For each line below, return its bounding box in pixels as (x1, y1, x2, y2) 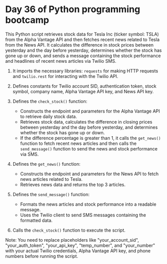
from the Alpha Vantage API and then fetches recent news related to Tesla (5, 36, 160, 43)
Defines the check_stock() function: (12, 98, 88, 104)
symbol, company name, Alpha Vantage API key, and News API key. (12, 88, 154, 94)
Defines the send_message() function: (12, 191, 90, 197)
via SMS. (20, 151, 39, 157)
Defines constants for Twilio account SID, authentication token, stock (12, 83, 157, 89)
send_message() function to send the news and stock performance (20, 145, 158, 152)
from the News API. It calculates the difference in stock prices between (5, 42, 154, 48)
